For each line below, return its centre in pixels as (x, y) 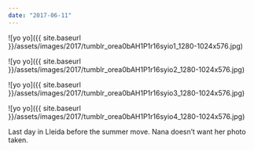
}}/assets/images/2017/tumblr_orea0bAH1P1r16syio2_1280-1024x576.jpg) (127, 69)
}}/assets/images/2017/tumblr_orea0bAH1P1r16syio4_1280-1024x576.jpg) (127, 116)
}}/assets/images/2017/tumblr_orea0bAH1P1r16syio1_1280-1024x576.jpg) (126, 46)
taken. (18, 140)
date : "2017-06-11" (40, 15)
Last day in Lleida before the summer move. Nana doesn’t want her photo (127, 131)
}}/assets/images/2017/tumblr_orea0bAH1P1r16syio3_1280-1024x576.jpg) (127, 93)
